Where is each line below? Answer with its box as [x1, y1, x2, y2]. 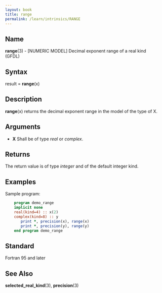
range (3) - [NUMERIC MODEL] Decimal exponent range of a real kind [5, 48, 147, 54]
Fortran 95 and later [5, 255, 46, 261]
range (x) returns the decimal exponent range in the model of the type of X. [5, 108, 158, 114]
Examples [5, 177, 36, 186]
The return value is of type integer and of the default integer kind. [5, 163, 139, 169]
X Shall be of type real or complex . [12, 136, 83, 142]
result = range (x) [5, 81, 40, 87]
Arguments [5, 122, 41, 131]
